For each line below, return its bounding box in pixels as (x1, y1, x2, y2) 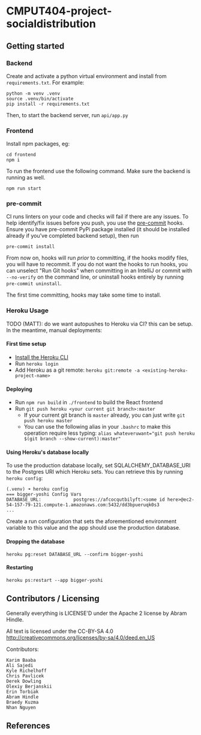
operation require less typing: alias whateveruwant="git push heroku (23, 429, 195, 437)
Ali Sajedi (6, 662, 34, 668)
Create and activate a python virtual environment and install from (6, 72, 167, 79)
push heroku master (23, 418, 73, 424)
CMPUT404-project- (6, 4, 112, 18)
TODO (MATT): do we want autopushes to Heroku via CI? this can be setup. (6, 320, 193, 327)
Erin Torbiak (6, 689, 39, 695)
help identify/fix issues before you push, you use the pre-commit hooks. (6, 219, 184, 226)
